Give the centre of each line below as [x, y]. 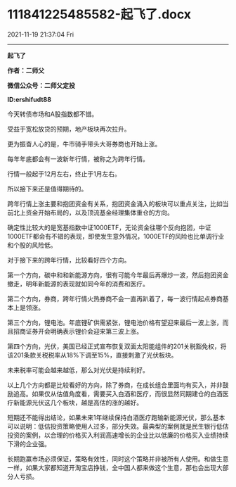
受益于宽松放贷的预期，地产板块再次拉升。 [69, 129]
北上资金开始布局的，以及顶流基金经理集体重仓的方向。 [93, 213]
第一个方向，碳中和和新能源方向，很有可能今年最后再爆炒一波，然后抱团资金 [118, 274]
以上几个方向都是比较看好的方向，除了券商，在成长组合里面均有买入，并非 [115, 385]
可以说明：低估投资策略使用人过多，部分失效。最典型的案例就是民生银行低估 [118, 426]
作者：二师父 [26, 70]
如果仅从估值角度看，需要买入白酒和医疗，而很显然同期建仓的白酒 [127, 393]
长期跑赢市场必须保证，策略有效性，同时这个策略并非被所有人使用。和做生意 [118, 459]
